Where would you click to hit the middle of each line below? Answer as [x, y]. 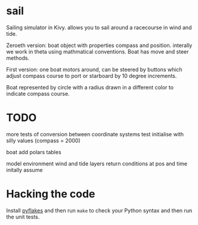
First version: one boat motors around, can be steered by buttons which [95, 69]
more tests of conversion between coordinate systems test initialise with [95, 134]
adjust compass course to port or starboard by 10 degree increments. [92, 76]
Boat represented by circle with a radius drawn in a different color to [90, 87]
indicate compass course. [38, 93]
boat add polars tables [34, 152]
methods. [18, 58]
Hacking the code [51, 194]
